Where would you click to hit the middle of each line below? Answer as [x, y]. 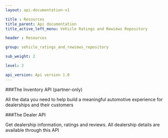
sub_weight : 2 [20, 57]
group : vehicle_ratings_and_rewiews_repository [57, 47]
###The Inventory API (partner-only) [44, 89]
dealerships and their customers [39, 105]
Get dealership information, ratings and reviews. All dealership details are [83, 124]
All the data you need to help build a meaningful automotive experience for [84, 99]
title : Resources [25, 19]
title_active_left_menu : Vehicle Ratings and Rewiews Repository [76, 29]
